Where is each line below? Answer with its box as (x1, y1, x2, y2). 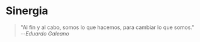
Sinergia (5, 4, 49, 18)
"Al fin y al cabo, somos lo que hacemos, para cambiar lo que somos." (20, 24, 195, 31)
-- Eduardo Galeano (20, 30, 70, 37)
